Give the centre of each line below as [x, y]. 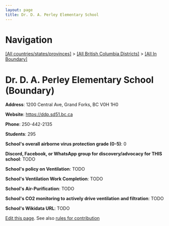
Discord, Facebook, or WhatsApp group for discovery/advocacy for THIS [84, 154]
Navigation [29, 40]
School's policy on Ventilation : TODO [45, 169]
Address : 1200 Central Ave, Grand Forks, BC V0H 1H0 [62, 105]
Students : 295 [21, 134]
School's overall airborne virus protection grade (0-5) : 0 [66, 144]
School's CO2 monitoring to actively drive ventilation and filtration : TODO [84, 199]
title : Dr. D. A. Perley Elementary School [52, 15]
